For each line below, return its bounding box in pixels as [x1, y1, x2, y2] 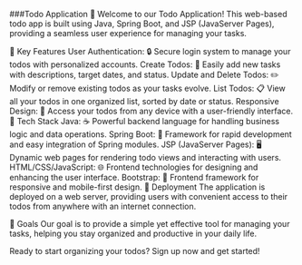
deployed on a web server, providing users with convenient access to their [9, 191, 288, 201]
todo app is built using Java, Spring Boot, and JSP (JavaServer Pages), [9, 18, 275, 29]
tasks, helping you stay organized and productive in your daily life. [9, 228, 258, 239]
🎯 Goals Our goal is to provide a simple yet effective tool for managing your [9, 219, 290, 229]
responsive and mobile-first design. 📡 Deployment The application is [9, 182, 266, 192]
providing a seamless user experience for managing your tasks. [9, 28, 248, 38]
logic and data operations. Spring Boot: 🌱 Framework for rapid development [9, 129, 292, 140]
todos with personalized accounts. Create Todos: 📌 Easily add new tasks [9, 59, 281, 70]
